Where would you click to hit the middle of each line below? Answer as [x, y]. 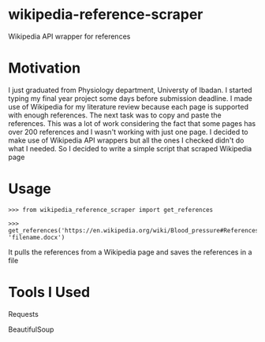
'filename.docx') [37, 237]
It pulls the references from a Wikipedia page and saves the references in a [130, 252]
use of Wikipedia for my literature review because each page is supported [128, 106]
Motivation [45, 68]
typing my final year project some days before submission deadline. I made [130, 98]
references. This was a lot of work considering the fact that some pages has [132, 123]
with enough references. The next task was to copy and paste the [115, 115]
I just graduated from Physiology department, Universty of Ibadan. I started [130, 90]
